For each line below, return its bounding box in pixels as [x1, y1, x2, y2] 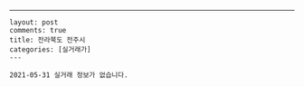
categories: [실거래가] [9, 45, 91, 54]
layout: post [9, 18, 59, 27]
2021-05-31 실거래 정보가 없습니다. [9, 71, 128, 80]
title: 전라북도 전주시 [9, 35, 86, 44]
